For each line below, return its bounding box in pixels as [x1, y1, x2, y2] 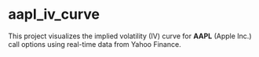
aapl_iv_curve [8, 5, 100, 23]
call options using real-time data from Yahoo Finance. [8, 39, 182, 48]
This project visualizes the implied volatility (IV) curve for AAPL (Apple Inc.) [8, 31, 253, 41]
